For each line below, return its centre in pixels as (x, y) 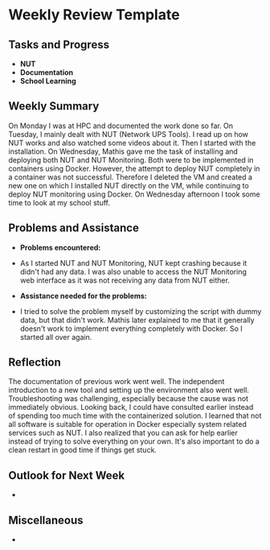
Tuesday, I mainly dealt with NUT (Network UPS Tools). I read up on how (129, 134)
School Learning (48, 81)
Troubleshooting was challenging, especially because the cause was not (129, 399)
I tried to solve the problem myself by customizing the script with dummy (141, 311)
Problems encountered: (60, 247)
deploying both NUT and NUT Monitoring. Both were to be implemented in (131, 159)
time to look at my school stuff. (59, 202)
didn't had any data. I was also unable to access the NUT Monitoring (133, 271)
